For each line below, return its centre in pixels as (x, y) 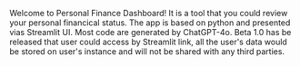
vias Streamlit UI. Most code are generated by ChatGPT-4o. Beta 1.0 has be (150, 32)
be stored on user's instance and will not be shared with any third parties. (147, 52)
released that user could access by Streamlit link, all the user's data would (149, 42)
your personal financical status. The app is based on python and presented (150, 23)
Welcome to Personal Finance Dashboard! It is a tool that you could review (149, 13)
